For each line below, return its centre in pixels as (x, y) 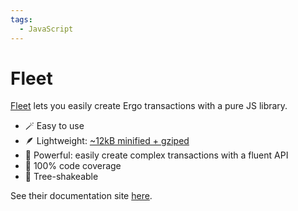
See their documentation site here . (81, 196)
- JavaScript (46, 29)
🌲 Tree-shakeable (61, 177)
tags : (21, 19)
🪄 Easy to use (54, 126)
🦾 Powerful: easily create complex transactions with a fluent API (156, 155)
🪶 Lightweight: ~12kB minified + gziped (107, 141)
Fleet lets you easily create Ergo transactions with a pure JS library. (149, 106)
